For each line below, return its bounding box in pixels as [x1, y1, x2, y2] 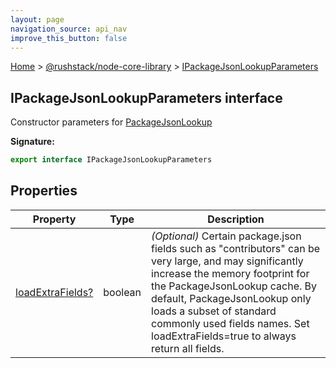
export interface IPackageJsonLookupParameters [10, 155, 213, 165]
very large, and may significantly [151, 254, 304, 268]
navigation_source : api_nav [10, 24, 128, 34]
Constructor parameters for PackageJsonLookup [10, 116, 213, 128]
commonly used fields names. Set [151, 316, 310, 330]
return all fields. [151, 341, 225, 355]
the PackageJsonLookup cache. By [151, 279, 318, 293]
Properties [10, 182, 78, 200]
